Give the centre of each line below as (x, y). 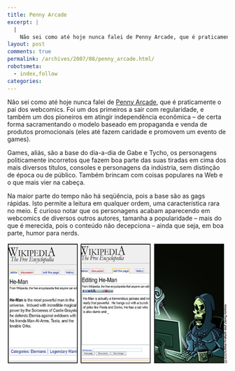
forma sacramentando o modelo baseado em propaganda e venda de (107, 124)
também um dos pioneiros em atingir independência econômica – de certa (114, 117)
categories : (24, 81)
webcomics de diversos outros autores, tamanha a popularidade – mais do (115, 218)
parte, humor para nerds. (43, 233)
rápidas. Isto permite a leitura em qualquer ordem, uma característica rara (114, 203)
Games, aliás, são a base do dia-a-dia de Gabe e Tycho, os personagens (112, 152)
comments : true (29, 52)
